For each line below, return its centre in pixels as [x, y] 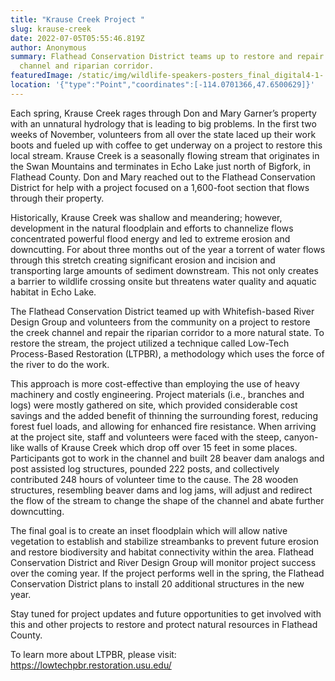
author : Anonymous [48, 47]
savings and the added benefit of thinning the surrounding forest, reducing [164, 415]
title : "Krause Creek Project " [77, 19]
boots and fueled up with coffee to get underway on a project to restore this [166, 145]
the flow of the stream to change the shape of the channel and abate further [167, 500]
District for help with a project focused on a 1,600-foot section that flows [160, 187]
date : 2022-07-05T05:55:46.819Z [77, 38]
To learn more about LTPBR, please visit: [93, 654]
